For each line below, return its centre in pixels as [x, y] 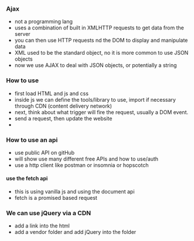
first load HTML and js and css [52, 93]
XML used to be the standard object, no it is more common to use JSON [101, 53]
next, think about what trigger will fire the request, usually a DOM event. [101, 112]
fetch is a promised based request [56, 198]
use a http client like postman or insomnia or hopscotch [81, 165]
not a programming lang [44, 22]
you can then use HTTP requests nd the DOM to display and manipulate [101, 41]
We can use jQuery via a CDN [49, 213]
